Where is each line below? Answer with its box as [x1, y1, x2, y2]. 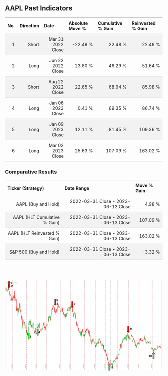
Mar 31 [48, 36, 64, 42]
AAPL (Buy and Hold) [16, 201, 60, 207]
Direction [19, 23, 40, 29]
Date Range [64, 185, 90, 191]
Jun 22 [49, 57, 64, 63]
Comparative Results [5, 168, 57, 175]
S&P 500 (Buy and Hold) [9, 249, 60, 255]
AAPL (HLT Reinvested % [8, 230, 60, 236]
